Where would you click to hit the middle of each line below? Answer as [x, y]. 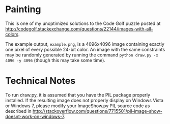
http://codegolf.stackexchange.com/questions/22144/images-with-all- [79, 28]
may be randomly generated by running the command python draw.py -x [82, 55]
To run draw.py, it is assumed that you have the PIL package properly [78, 95]
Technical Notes [40, 81]
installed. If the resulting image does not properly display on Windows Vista [84, 100]
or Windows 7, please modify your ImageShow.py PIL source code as [78, 106]
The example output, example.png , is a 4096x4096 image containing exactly [85, 44]
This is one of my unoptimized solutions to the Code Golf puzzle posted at [83, 23]
